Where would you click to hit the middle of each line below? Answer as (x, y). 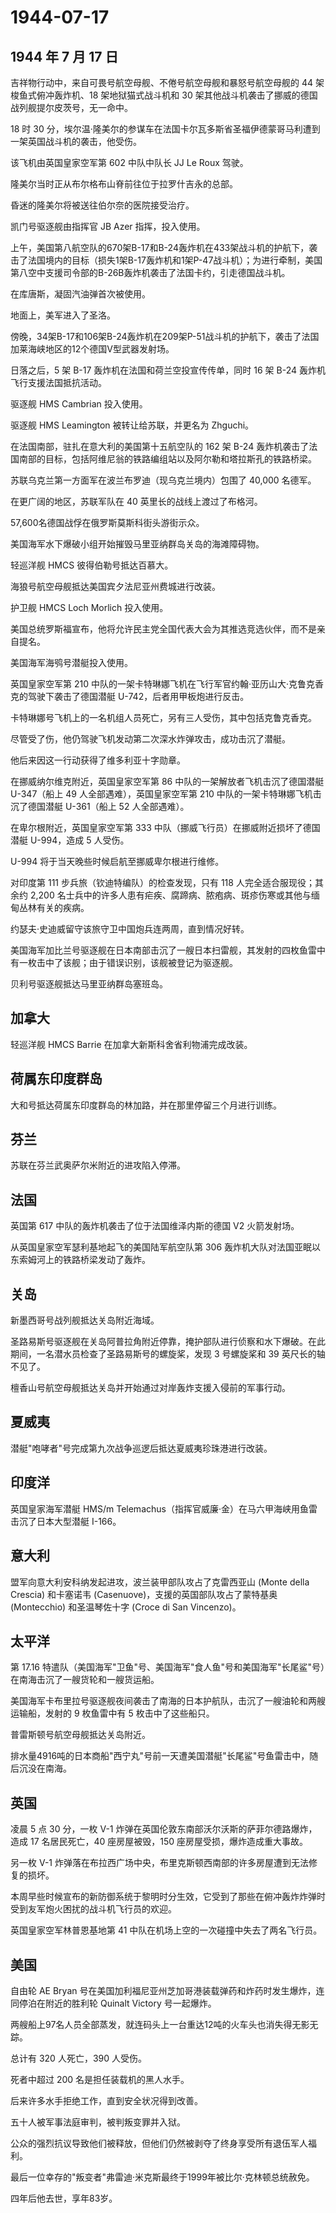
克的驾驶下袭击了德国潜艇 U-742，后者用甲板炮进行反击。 (130, 696)
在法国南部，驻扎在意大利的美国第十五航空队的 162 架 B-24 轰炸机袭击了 (160, 446)
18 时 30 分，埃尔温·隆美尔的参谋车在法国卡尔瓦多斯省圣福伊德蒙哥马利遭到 (165, 129)
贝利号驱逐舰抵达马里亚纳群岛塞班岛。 (89, 984)
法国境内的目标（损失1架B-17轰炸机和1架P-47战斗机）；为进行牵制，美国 (175, 260)
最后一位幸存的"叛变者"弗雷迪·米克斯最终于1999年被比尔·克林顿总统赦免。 (162, 2177)
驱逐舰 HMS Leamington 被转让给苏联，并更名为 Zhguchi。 (132, 425)
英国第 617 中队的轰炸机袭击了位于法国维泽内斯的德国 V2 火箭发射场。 (155, 1226)
